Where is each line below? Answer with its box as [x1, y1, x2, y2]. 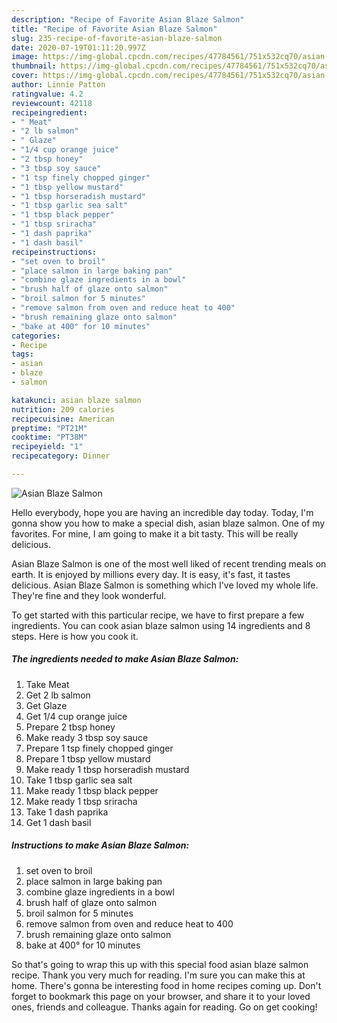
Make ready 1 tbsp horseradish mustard [25, 763, 190, 775]
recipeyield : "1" [11, 442, 84, 452]
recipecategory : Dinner [11, 451, 111, 461]
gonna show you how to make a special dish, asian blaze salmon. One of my [11, 517, 326, 529]
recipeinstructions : [11, 247, 98, 257]
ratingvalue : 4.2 [11, 89, 84, 99]
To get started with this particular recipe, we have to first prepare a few [11, 609, 305, 621]
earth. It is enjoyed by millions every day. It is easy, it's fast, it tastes [11, 568, 291, 580]
